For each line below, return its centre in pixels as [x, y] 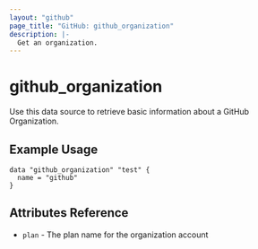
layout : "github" [42, 17]
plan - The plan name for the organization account [115, 235]
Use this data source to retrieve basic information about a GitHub [129, 112]
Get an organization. [58, 43]
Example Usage [54, 149]
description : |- [39, 34]
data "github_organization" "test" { [80, 170]
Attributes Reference [69, 213]
